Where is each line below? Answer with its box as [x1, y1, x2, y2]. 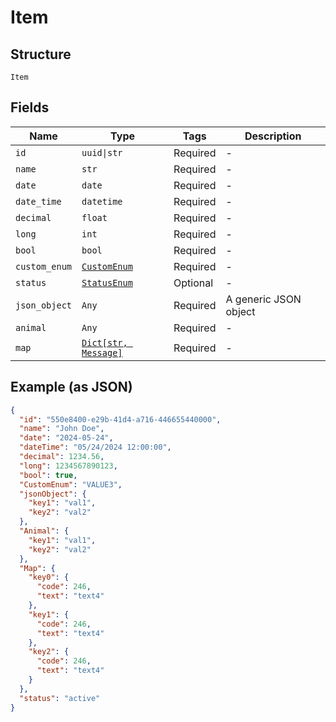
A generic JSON [225, 292, 302, 306]
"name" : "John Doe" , [19, 424, 105, 434]
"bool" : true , [19, 470, 78, 480]
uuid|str [81, 147, 123, 158]
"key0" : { [28, 572, 70, 583]
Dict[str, [81, 337, 128, 348]
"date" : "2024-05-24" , [19, 433, 114, 443]
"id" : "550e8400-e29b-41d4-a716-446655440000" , [19, 414, 222, 425]
